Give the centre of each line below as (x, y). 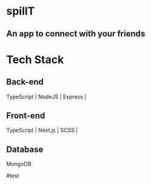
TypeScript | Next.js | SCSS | (42, 130)
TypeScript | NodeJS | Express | (46, 97)
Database (25, 149)
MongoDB (19, 164)
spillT (21, 11)
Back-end (25, 82)
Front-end (26, 116)
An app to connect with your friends (76, 34)
